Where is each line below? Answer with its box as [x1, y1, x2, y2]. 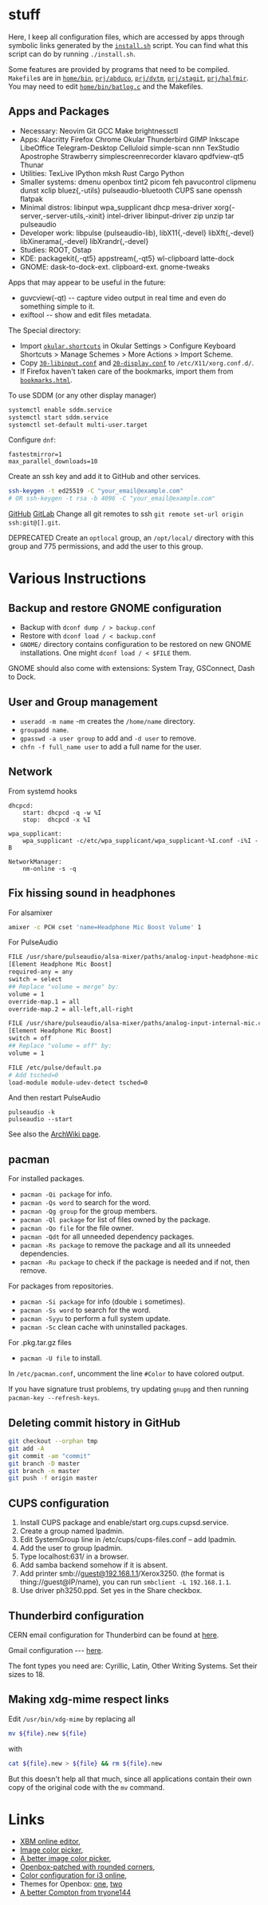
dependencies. [19, 1249, 69, 1259]
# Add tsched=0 [8, 1071, 59, 1079]
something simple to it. [19, 302, 95, 311]
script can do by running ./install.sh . [8, 49, 136, 58]
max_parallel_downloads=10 [8, 457, 98, 465]
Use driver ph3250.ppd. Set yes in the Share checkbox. [19, 1586, 203, 1595]
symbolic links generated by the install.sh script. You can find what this [8, 40, 249, 50]
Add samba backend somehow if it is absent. [19, 1560, 168, 1570]
